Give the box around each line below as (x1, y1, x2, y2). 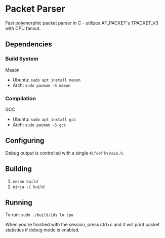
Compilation (5, 95, 36, 102)
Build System (5, 55, 39, 63)
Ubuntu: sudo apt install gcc (12, 116, 76, 122)
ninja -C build (12, 184, 45, 190)
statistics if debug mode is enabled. (5, 227, 80, 233)
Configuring (5, 136, 45, 145)
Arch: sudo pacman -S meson (12, 82, 71, 88)
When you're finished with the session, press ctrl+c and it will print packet (5, 222, 160, 228)
